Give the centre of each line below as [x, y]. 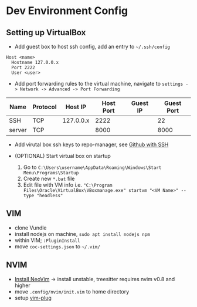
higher [22, 285]
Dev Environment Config [67, 11]
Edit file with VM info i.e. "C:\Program [68, 185]
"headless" [50, 195]
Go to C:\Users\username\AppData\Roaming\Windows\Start [92, 167]
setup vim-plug [33, 298]
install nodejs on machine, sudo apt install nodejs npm [82, 234]
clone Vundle [30, 228]
